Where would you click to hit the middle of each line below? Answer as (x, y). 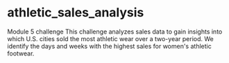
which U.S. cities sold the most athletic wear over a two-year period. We (110, 38)
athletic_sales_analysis (76, 13)
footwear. (21, 53)
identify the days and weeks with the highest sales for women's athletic (109, 46)
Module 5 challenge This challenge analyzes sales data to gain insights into (115, 32)
